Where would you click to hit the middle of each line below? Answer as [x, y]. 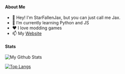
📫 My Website [27, 34]
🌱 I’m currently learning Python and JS [50, 23]
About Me [15, 7]
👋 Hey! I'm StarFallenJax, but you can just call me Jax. [66, 18]
